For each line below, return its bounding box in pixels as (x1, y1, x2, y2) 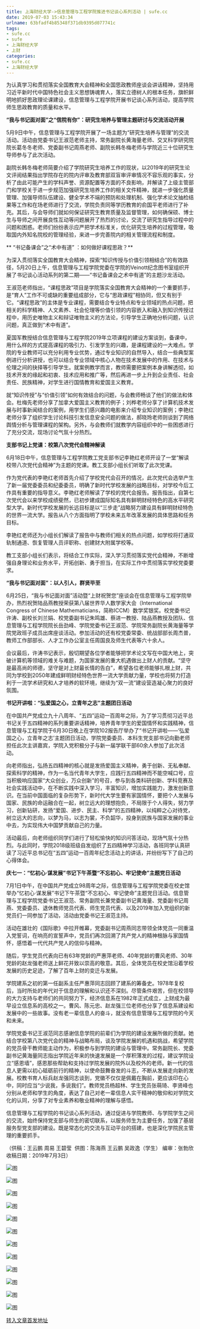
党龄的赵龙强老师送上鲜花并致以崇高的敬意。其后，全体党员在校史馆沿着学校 (6, 960, 194, 967)
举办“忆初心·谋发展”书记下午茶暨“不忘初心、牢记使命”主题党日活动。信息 (6, 889, 184, 897)
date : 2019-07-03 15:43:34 (6, 14, 73, 20)
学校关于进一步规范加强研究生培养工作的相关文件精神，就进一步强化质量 (16, 186, 194, 194)
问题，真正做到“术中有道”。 (6, 322, 74, 329)
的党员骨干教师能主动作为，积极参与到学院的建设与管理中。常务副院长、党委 (6, 1044, 194, 1052)
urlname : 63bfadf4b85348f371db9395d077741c (6, 20, 116, 26)
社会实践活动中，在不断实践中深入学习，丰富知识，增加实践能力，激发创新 (6, 784, 189, 792)
